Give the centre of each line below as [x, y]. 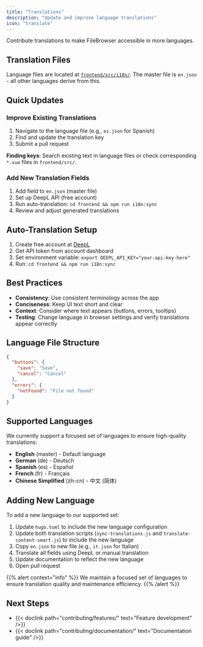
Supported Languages [50, 421]
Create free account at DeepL [52, 244]
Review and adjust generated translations [67, 210]
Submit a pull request [42, 143]
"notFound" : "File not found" [56, 391]
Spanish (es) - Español [44, 467]
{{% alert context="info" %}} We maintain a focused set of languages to [97, 577]
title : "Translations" [35, 12]
